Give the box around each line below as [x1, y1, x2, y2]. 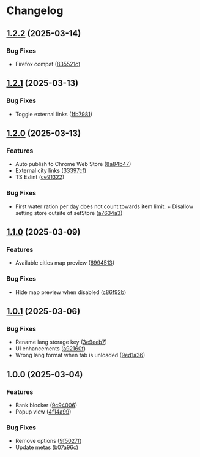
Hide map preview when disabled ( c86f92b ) [15, 289, 127, 296]
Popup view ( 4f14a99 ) [15, 408, 72, 415]
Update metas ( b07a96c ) [15, 444, 78, 451]
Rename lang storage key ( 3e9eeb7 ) [15, 338, 107, 346]
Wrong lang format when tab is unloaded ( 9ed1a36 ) [15, 352, 146, 359]
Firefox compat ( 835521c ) [15, 60, 81, 67]
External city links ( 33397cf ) [15, 167, 87, 175]
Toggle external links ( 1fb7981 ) [15, 110, 93, 118]
